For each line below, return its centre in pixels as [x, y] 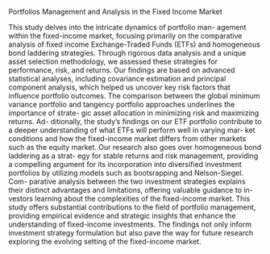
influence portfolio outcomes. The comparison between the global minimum [134, 96]
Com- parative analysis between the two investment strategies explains [127, 181]
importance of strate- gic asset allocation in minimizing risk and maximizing [134, 113]
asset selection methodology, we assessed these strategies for [113, 61]
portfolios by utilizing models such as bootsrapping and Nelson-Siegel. [126, 173]
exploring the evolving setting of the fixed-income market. [105, 242]
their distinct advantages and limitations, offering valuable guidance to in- [131, 190]
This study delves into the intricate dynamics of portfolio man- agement [127, 27]
